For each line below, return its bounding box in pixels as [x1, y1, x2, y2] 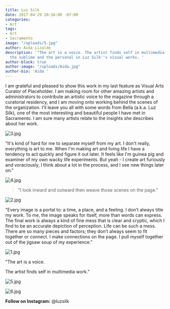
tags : [5, 26, 17, 32]
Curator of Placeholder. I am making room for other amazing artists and [5, 88, 154, 94]
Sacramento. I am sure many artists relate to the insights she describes [5, 115, 154, 121]
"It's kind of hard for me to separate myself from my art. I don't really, [5, 140, 151, 146]
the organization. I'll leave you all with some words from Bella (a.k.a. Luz [5, 105, 156, 110]
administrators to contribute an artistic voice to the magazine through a [5, 94, 154, 100]
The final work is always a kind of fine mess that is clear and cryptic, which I [5, 218, 165, 224]
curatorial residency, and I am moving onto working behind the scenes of [5, 99, 158, 105]
